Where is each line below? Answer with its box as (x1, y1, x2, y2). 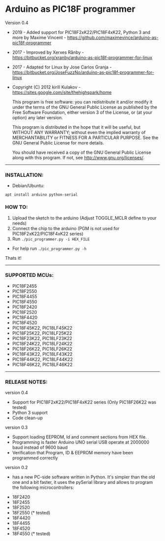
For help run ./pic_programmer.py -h (12, 245, 87, 251)
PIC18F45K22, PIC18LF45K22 (12, 325, 73, 331)
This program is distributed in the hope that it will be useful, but (12, 124, 141, 130)
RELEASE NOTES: (5, 378, 48, 385)
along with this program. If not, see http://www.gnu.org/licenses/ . (12, 154, 145, 161)
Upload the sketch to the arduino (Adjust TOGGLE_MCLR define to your (12, 215, 157, 221)
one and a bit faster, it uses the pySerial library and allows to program (12, 479, 153, 485)
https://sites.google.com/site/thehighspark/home (12, 89, 112, 95)
